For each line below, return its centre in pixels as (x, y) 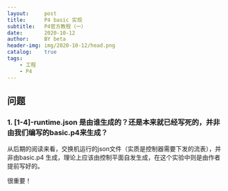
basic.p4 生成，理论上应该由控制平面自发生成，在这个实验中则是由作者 (120, 158)
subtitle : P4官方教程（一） (47, 26)
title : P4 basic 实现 (45, 20)
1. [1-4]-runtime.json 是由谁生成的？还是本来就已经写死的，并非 (114, 122)
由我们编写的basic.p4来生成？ (58, 132)
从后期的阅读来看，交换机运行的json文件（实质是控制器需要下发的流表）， (111, 149)
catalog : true (32, 52)
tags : (15, 59)
